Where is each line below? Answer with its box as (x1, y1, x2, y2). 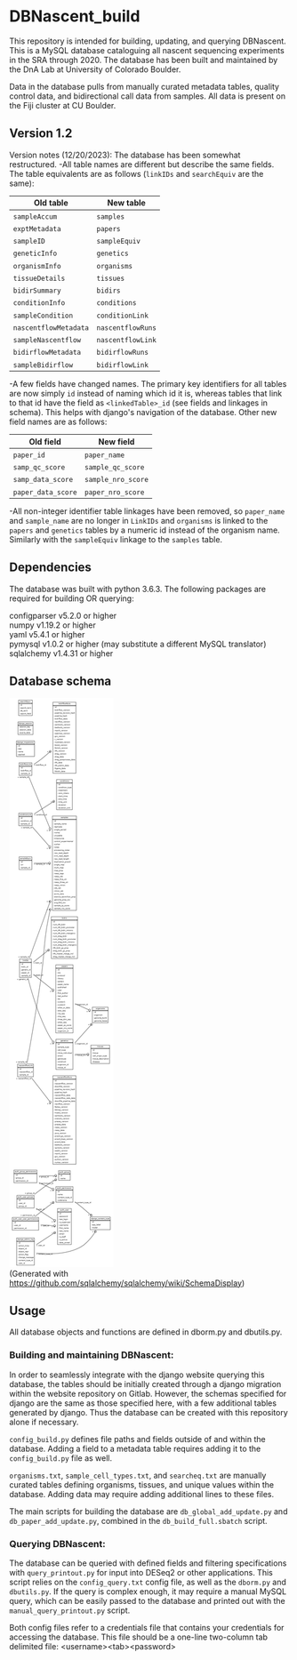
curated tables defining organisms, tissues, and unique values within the (9, 1479, 275, 1490)
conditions (96, 299, 137, 308)
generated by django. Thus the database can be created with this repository (9, 1407, 289, 1417)
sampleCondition (12, 311, 74, 320)
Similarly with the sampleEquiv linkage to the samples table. (9, 534, 223, 544)
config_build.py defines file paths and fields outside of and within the (9, 1433, 266, 1444)
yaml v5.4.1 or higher (9, 629, 85, 639)
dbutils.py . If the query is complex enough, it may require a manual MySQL (9, 1586, 287, 1597)
